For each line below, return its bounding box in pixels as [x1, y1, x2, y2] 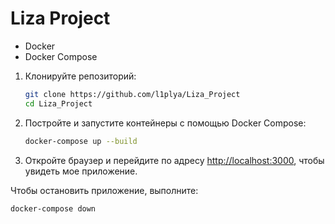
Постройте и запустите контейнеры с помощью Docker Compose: [24, 117, 307, 129]
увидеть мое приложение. [24, 165, 138, 177]
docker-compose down [10, 203, 97, 214]
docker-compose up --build [24, 136, 138, 146]
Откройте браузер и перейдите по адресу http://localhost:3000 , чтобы [24, 154, 325, 166]
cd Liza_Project [24, 98, 93, 109]
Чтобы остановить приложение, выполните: [10, 184, 199, 196]
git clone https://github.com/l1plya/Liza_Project [24, 89, 241, 99]
